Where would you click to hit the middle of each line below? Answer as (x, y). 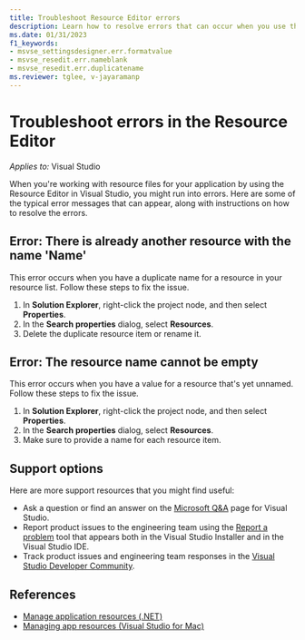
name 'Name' (48, 256)
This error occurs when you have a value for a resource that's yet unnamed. (152, 384)
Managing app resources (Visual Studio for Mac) (113, 625)
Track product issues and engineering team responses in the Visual (148, 556)
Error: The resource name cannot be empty (134, 362)
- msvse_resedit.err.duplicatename (77, 69)
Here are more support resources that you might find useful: (122, 490)
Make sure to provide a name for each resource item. (122, 440)
